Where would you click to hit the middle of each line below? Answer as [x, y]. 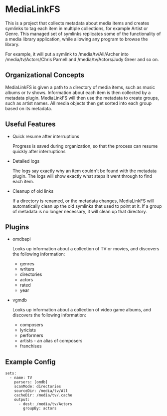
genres [27, 264]
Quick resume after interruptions [46, 136]
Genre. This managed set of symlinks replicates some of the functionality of [83, 34]
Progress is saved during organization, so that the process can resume [85, 146]
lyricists [28, 330]
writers [27, 269]
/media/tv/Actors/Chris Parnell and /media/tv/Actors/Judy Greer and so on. [82, 59]
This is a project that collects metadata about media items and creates [77, 23]
